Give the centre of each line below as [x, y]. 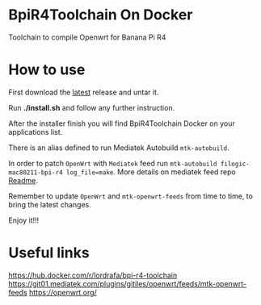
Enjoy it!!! [24, 220]
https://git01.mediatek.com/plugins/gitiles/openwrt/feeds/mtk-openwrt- [128, 283]
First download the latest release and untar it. [84, 92]
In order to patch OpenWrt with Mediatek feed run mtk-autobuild [113, 163]
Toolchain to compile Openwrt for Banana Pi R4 [87, 37]
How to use [47, 70]
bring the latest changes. [50, 204]
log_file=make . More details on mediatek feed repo [151, 172]
